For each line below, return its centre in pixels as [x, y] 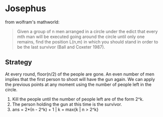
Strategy [19, 62]
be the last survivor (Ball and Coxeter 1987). [61, 47]
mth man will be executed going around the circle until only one [81, 37]
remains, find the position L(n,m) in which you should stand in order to [88, 41]
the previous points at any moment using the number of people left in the [78, 84]
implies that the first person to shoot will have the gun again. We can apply [80, 79]
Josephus [26, 9]
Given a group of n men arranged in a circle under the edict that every [87, 31]
